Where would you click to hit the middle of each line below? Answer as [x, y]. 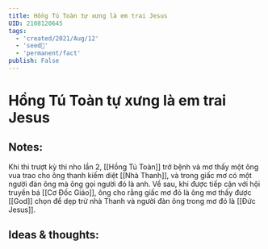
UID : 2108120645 [36, 23]
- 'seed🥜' [32, 46]
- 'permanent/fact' [48, 53]
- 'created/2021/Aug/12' [57, 38]
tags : [17, 31]
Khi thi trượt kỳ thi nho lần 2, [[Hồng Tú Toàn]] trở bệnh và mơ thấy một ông [134, 167]
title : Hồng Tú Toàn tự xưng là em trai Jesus [88, 16]
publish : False [34, 61]
